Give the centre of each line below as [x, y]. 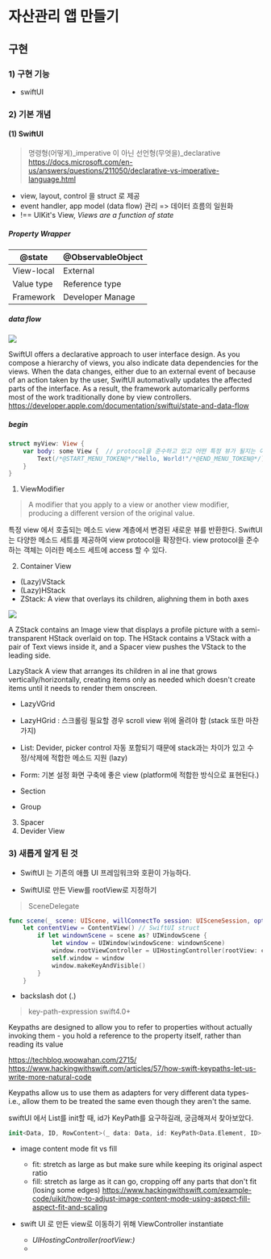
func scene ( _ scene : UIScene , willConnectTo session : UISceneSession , [129, 921]
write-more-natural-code [50, 1077]
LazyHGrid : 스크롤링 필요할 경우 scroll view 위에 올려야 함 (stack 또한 [132, 721]
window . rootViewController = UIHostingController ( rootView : [154, 951]
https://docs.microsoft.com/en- [80, 162]
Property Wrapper [40, 233]
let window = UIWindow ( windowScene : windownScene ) [138, 943]
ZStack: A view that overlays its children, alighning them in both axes [134, 599]
